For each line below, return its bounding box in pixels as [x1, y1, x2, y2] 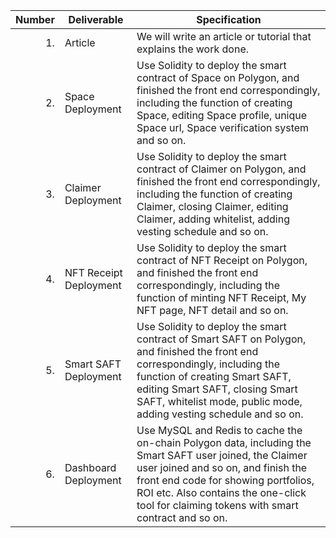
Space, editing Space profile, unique [136, 109, 308, 122]
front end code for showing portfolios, [136, 474, 315, 487]
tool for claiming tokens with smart [136, 499, 299, 512]
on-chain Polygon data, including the [136, 436, 312, 449]
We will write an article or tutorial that [136, 30, 312, 43]
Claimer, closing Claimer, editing [136, 200, 289, 213]
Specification [196, 13, 262, 26]
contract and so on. [136, 511, 228, 524]
